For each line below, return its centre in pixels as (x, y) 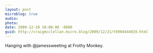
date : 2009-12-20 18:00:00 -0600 (39, 27)
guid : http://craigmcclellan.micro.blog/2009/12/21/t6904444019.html (77, 32)
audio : (12, 18)
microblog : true (21, 14)
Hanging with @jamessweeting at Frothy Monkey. (54, 46)
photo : (12, 23)
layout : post (18, 9)
